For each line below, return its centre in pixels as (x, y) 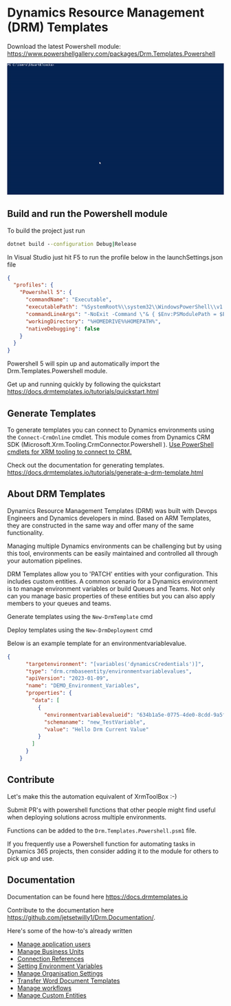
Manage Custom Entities (52, 995)
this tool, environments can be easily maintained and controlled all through (113, 553)
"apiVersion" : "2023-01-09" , (67, 679)
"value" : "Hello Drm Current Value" (96, 729)
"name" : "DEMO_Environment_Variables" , (82, 686)
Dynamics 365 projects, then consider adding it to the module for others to (113, 851)
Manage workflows (44, 988)
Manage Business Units (51, 951)
